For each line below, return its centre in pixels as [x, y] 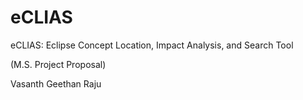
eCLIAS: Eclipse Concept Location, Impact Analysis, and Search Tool [152, 45]
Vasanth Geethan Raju [56, 83]
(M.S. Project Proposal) [58, 64]
